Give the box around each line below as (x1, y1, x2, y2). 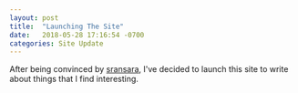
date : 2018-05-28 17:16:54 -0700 (9, 30, 145, 39)
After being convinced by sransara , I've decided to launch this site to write (9, 64, 289, 75)
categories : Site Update (9, 38, 104, 48)
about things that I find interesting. (9, 74, 139, 85)
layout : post (9, 13, 59, 23)
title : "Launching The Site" (9, 22, 125, 31)
